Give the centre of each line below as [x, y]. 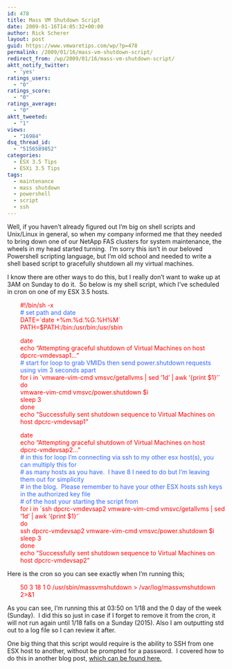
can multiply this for [49, 464]
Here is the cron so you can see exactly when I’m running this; [96, 573]
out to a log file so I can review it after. [62, 630]
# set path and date [48, 312]
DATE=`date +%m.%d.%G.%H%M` [71, 320]
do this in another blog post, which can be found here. [84, 658]
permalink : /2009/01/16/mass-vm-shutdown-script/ [80, 53]
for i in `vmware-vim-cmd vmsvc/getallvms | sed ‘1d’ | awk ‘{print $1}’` [120, 377]
